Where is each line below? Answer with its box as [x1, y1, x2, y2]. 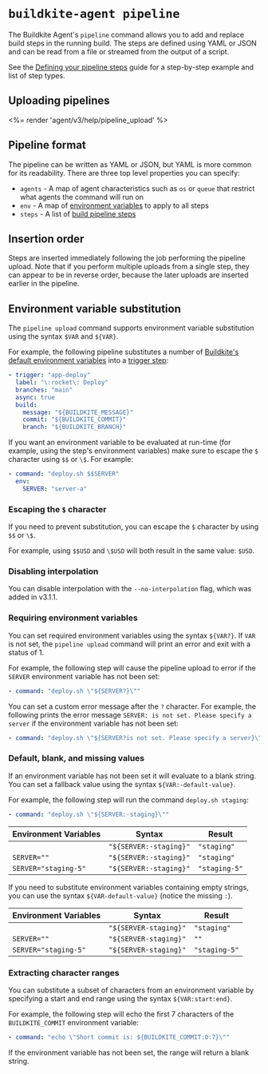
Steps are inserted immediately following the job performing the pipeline [8, 253, 246, 263]
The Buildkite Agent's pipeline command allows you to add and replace [8, 30, 245, 39]
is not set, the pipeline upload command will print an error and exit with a [8, 638, 251, 649]
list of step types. [8, 70, 65, 80]
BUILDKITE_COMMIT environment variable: [8, 1017, 140, 1027]
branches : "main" [15, 386, 73, 394]
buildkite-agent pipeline [8, 6, 180, 22]
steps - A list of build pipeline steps [19, 209, 136, 218]
